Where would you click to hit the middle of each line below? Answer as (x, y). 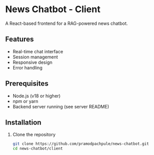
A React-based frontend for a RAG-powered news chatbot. (67, 23)
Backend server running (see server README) (61, 106)
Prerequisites (27, 84)
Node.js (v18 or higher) (36, 96)
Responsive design (32, 62)
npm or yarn (25, 101)
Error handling (27, 67)
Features (20, 39)
